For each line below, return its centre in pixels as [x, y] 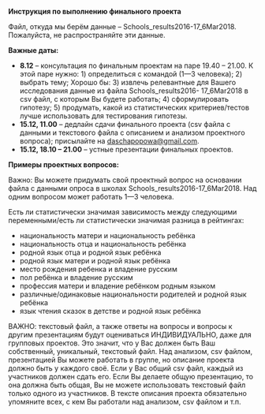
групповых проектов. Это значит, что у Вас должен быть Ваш [112, 343]
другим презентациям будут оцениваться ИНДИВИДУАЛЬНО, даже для [130, 335]
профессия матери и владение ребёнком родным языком [117, 286]
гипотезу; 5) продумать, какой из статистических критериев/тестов [134, 107]
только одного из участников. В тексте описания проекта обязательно [127, 393]
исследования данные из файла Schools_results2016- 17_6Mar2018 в [134, 91]
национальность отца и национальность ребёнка [103, 244]
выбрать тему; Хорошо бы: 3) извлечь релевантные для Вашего [128, 82]
